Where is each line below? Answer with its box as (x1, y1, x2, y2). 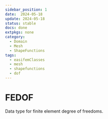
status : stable (5, 21, 36, 26)
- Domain (9, 39, 27, 44)
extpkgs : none (5, 30, 34, 35)
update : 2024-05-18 (5, 16, 45, 21)
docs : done (5, 25, 27, 30)
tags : (5, 52, 16, 58)
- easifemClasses (9, 57, 45, 62)
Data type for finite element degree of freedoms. (5, 108, 104, 114)
